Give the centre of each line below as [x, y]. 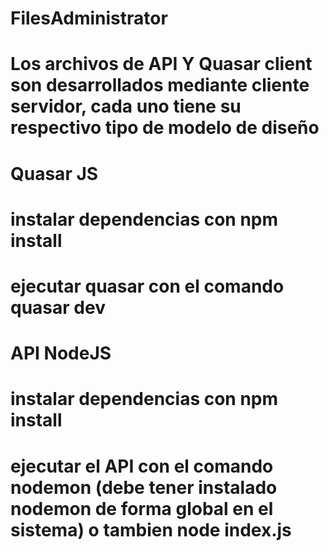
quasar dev [58, 307]
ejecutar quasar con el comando [147, 286]
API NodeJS [61, 353]
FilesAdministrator [89, 18]
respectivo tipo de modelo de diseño [165, 128]
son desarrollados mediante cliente [160, 85]
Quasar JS [54, 173]
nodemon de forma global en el [142, 508]
